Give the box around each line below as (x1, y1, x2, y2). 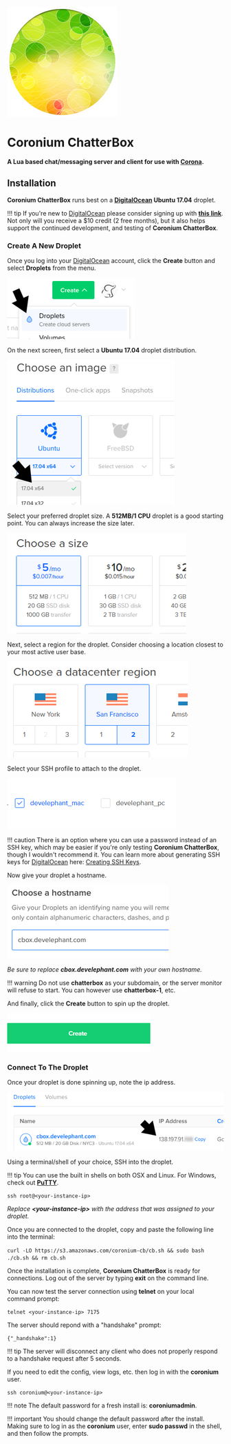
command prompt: (7, 1295, 60, 1303)
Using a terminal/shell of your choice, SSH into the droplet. (7, 1158, 174, 1166)
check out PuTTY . (7, 1178, 59, 1186)
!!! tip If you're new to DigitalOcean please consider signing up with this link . (7, 209, 223, 217)
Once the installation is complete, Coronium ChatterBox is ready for (7, 1266, 201, 1275)
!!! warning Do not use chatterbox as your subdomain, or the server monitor (7, 979, 222, 987)
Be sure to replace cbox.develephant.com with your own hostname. (7, 965, 203, 974)
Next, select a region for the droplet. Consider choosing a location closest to (7, 640, 223, 649)
